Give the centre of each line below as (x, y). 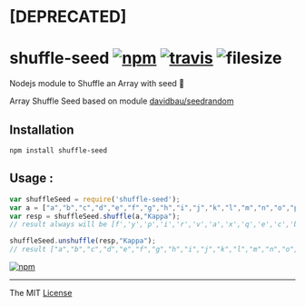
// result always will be (58, 224)
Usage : (32, 178)
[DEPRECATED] (68, 17)
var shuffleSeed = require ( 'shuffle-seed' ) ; (95, 199)
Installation (42, 129)
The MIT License (41, 293)
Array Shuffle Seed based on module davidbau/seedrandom (122, 101)
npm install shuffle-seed (58, 150)
